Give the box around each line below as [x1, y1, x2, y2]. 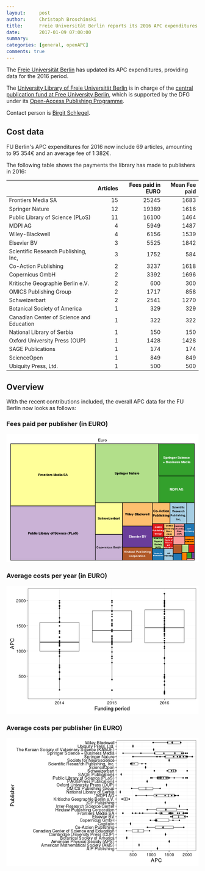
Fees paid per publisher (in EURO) [6, 420, 109, 428]
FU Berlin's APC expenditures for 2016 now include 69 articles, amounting [6, 143, 193, 150]
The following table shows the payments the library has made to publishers [6, 161, 195, 168]
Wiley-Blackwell [9, 231, 51, 238]
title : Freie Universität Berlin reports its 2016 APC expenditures [6, 23, 198, 29]
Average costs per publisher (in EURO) [6, 723, 123, 732]
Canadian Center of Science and [9, 313, 91, 320]
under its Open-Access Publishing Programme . [6, 97, 125, 104]
